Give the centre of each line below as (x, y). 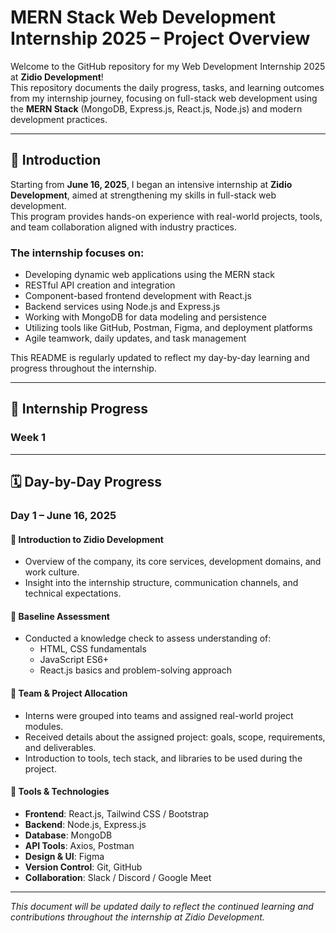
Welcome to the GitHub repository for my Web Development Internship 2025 (168, 66)
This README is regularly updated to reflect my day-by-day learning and (160, 358)
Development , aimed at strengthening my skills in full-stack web (143, 195)
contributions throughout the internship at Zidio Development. (137, 917)
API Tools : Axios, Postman (79, 845)
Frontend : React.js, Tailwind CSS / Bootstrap (117, 813)
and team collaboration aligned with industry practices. (124, 227)
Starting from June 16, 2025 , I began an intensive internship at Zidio (151, 184)
